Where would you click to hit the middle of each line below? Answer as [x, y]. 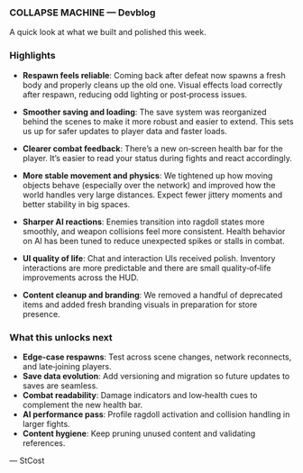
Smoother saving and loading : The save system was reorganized [144, 112]
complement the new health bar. [83, 405]
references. [44, 442]
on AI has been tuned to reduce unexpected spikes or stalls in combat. [154, 241]
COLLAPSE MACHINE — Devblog [83, 13]
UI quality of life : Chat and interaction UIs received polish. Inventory [149, 258]
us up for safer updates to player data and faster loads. [124, 131]
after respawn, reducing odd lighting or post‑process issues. [135, 94]
